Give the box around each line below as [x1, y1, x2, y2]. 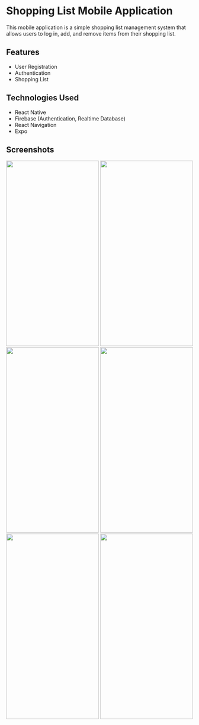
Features [6, 47, 40, 58]
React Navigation [14, 121, 57, 128]
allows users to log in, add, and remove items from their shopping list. [6, 30, 176, 37]
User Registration [14, 63, 57, 70]
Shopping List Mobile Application [6, 4, 173, 18]
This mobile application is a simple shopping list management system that [6, 24, 187, 31]
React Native [14, 109, 46, 116]
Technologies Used [6, 93, 79, 103]
